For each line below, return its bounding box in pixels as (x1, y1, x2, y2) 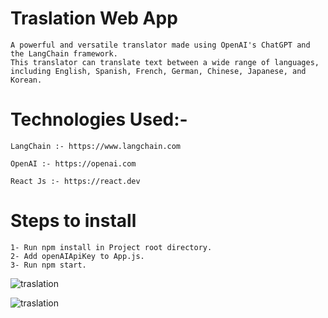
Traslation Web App (10, 7, 178, 30)
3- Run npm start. (10, 260, 87, 270)
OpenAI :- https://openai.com (10, 158, 137, 169)
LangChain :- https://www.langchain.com (10, 141, 182, 151)
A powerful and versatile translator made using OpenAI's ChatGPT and (10, 40, 311, 50)
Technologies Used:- (10, 108, 188, 131)
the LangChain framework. (10, 48, 118, 59)
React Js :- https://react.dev (10, 176, 141, 186)
